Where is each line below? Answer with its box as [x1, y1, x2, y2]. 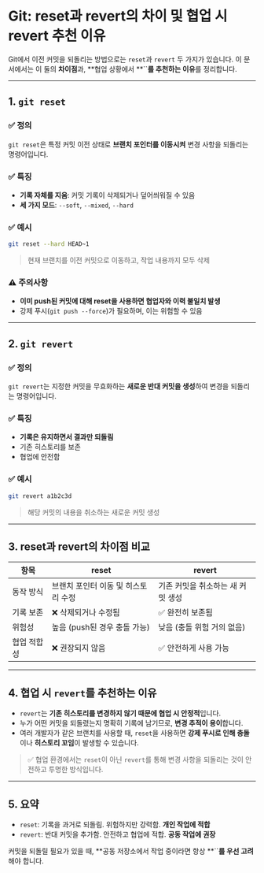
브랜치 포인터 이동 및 [51, 581, 124, 592]
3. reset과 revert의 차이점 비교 [8, 540, 151, 553]
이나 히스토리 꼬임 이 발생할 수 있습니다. [19, 738, 139, 748]
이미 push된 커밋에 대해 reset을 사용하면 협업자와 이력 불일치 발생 [19, 296, 221, 306]
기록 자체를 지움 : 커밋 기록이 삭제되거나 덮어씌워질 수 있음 [19, 190, 196, 199]
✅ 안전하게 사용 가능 [158, 643, 230, 654]
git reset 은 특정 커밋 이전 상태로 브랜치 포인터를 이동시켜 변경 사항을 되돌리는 [8, 139, 249, 149]
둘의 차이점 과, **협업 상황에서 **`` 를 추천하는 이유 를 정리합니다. [43, 64, 237, 73]
